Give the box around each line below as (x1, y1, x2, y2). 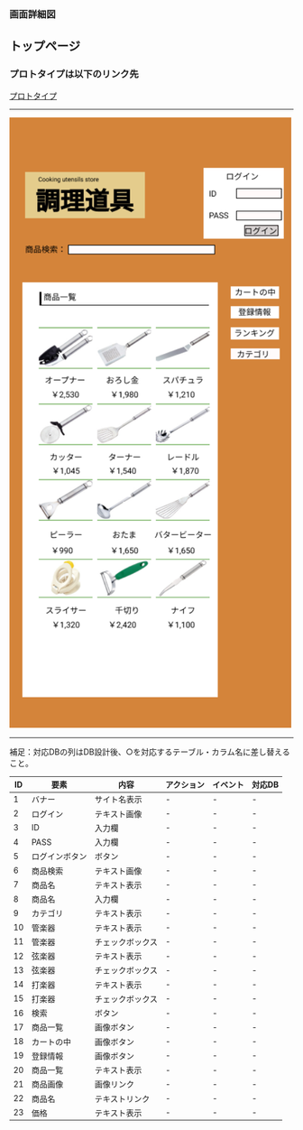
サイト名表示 (94, 794, 142, 805)
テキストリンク (94, 1093, 151, 1104)
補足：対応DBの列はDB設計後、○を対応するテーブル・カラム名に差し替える (9, 746, 290, 757)
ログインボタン (31, 851, 87, 862)
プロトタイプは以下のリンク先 (9, 68, 140, 80)
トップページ (9, 39, 81, 54)
